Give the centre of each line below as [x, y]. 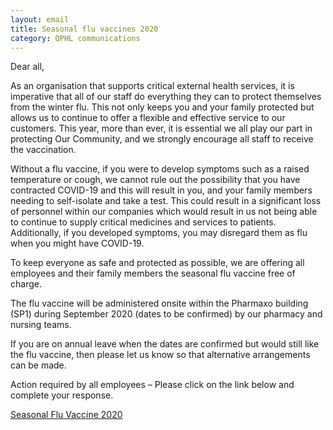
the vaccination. [43, 150]
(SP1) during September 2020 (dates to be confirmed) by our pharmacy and [166, 314]
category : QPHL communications [75, 38]
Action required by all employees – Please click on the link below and [152, 385]
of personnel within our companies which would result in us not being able [164, 212]
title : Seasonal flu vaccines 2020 [84, 29]
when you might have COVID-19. [77, 243]
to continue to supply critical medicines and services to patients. [143, 222]
